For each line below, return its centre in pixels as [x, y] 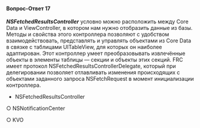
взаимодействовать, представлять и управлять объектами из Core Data [99, 41]
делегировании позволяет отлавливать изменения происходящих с [93, 72]
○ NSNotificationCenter [36, 108]
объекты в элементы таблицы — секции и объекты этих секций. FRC [95, 60]
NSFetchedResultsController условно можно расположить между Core [97, 22]
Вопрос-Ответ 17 [28, 8]
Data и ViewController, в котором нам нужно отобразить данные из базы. [99, 28]
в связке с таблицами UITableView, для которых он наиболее [84, 47]
